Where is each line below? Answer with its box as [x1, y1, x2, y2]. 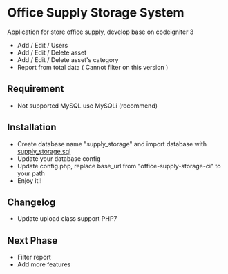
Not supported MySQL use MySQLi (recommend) [17, 101, 158, 110]
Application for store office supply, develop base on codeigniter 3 [7, 28, 194, 36]
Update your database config [17, 154, 102, 163]
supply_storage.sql [17, 147, 71, 155]
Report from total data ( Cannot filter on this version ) [17, 63, 169, 71]
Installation [7, 121, 57, 133]
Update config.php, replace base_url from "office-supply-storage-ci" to [17, 162, 221, 170]
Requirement [7, 83, 64, 95]
